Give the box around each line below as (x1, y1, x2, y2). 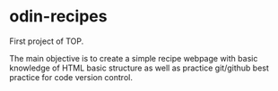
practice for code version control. (9, 71, 133, 82)
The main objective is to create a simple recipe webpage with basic (9, 53, 258, 63)
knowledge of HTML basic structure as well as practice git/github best (9, 62, 269, 73)
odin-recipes (9, 6, 108, 27)
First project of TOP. (9, 36, 84, 46)
